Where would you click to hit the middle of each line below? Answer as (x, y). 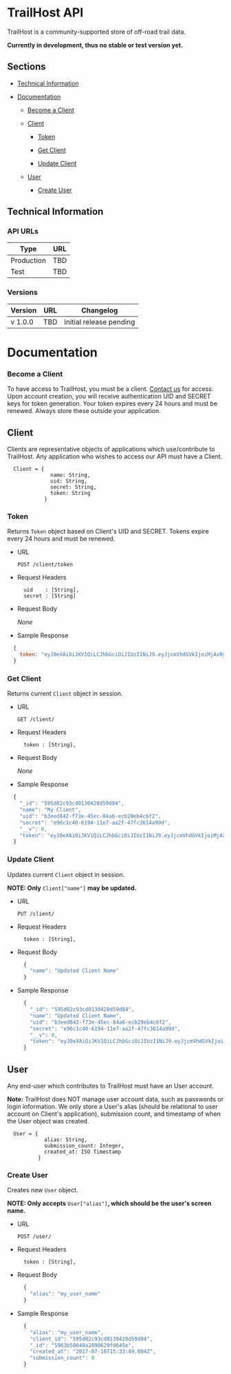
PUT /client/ (36, 913)
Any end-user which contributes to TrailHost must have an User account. (111, 1086)
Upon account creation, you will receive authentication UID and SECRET (109, 397)
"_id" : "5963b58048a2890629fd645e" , (82, 1345)
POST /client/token (45, 565)
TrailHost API (45, 13)
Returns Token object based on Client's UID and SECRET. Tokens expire (108, 531)
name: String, (70, 475)
